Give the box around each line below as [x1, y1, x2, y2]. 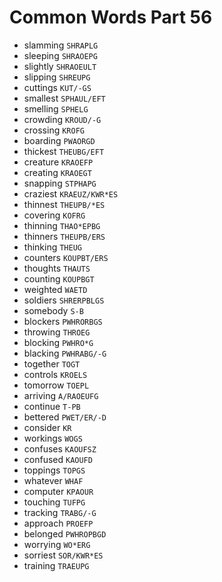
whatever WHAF [23, 474, 84, 486]
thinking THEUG [23, 241, 82, 253]
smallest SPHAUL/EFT [23, 92, 106, 104]
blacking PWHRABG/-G [23, 347, 107, 359]
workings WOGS [23, 432, 83, 444]
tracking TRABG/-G [23, 506, 97, 518]
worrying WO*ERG [23, 538, 91, 550]
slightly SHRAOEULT [23, 60, 97, 72]
